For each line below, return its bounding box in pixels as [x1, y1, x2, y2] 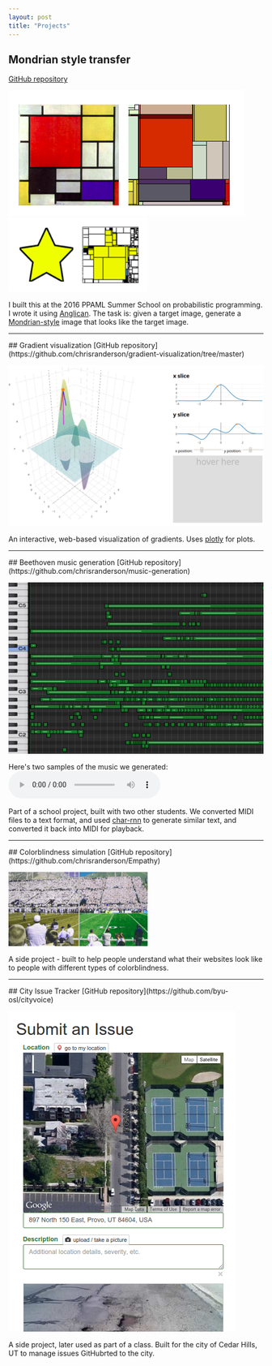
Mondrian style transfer [8, 53, 131, 67]
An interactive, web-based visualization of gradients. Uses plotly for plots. [8, 534, 256, 544]
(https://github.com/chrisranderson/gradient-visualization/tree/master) [8, 349, 245, 359]
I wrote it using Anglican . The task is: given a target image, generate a [8, 308, 241, 318]
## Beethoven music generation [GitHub [8, 558, 143, 567]
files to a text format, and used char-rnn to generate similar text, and [8, 816, 237, 825]
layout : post [8, 13, 53, 21]
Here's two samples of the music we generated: [8, 762, 168, 772]
